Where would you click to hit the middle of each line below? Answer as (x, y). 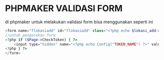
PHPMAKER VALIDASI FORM (64, 8)
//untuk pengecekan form (30, 35)
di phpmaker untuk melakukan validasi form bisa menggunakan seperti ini (79, 22)
